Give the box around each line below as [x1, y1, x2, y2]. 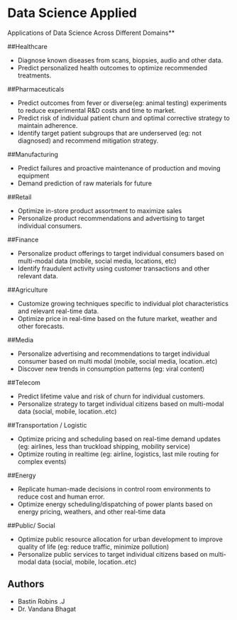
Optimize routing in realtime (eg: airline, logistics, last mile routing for [17, 450, 219, 458]
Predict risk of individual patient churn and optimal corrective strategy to [17, 114, 231, 122]
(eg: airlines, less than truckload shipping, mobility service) [17, 442, 190, 450]
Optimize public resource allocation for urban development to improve [17, 535, 224, 543]
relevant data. [17, 271, 58, 280]
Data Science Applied [7, 5, 137, 21]
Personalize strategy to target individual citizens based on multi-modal [17, 399, 224, 408]
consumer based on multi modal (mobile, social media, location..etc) [17, 357, 218, 365]
